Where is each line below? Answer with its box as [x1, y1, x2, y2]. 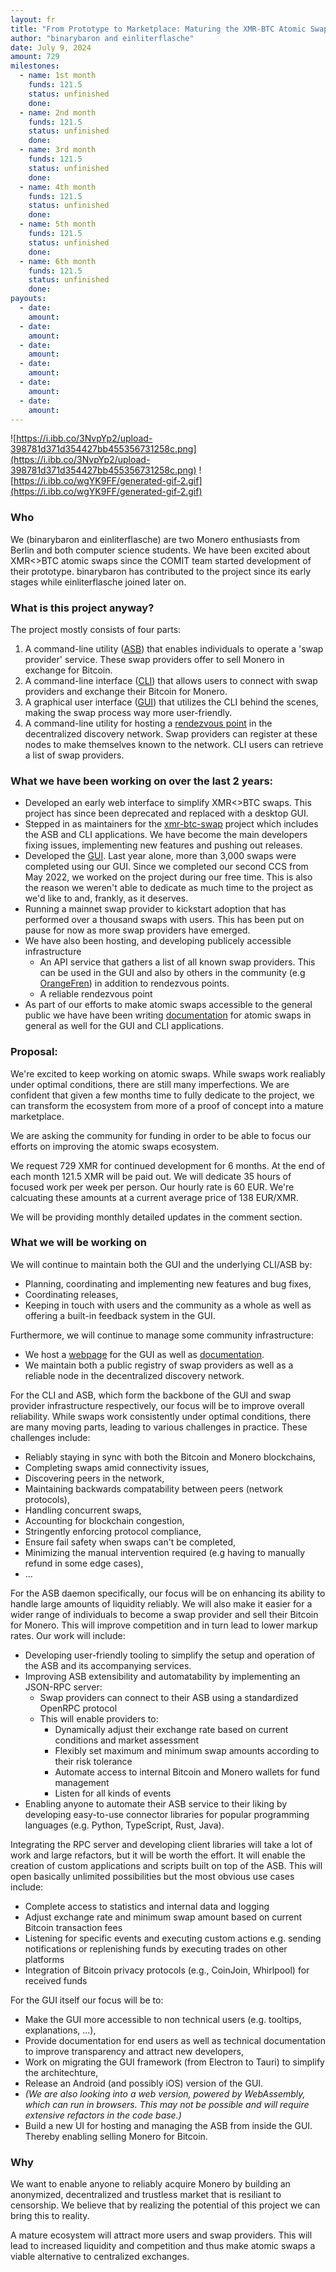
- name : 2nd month [19, 107, 97, 118]
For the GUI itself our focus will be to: [10, 1994, 164, 2006]
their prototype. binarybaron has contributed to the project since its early [10, 565, 312, 577]
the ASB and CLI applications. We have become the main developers [24, 829, 308, 841]
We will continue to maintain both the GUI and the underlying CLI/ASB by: [10, 1258, 313, 1270]
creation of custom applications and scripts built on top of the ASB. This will [10, 1859, 323, 1871]
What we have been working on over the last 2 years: [10, 774, 274, 788]
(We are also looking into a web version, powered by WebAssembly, [24, 2087, 306, 2100]
